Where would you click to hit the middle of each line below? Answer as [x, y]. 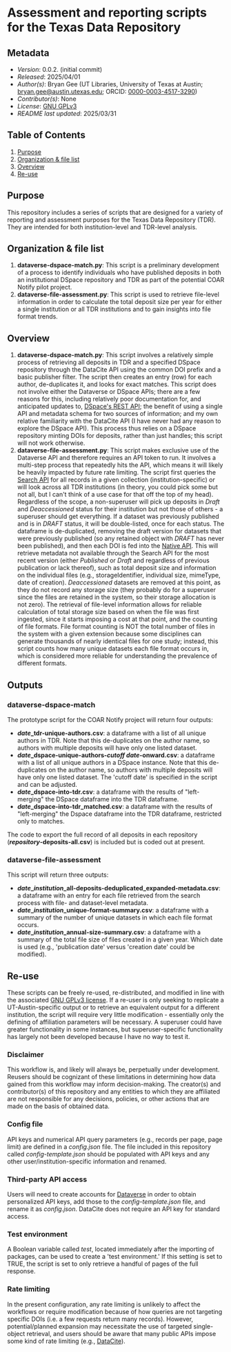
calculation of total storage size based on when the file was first [108, 612]
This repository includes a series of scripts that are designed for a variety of [115, 212]
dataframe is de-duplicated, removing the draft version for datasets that [119, 531]
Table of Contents [47, 135]
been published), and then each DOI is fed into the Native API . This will [118, 546]
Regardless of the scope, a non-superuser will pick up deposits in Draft [118, 502]
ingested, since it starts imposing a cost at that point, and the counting [117, 619]
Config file [25, 1124]
